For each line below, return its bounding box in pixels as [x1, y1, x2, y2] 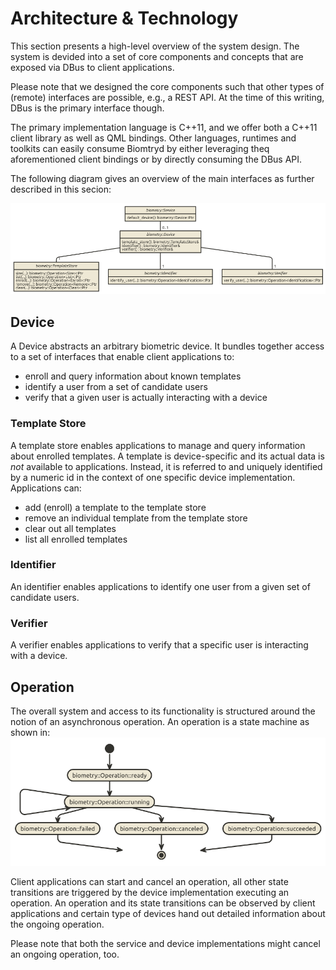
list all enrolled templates [24, 533, 128, 545]
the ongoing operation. [10, 918, 105, 931]
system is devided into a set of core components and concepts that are [10, 50, 304, 62]
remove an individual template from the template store [24, 512, 248, 524]
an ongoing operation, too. [10, 948, 120, 961]
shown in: [10, 726, 51, 738]
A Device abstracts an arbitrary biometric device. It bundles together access [10, 340, 325, 352]
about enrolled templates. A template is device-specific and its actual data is [10, 450, 325, 462]
